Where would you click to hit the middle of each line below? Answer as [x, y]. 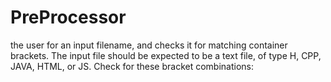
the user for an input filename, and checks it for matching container [149, 45]
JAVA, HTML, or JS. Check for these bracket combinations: [132, 66]
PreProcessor [68, 17]
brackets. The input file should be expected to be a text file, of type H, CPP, [166, 55]
